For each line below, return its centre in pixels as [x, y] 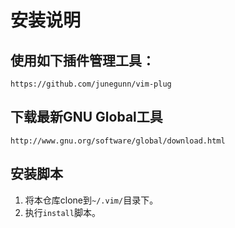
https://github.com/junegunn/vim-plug [91, 84]
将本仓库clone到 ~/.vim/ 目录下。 [91, 200]
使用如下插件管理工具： [82, 60]
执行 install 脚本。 [62, 212]
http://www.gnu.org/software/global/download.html [118, 141]
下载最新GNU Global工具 [86, 117]
